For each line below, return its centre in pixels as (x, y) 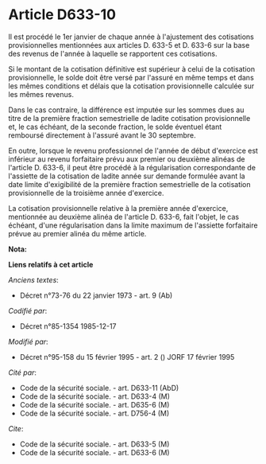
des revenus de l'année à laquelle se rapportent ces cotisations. (113, 53)
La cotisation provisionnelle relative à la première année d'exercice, (118, 208)
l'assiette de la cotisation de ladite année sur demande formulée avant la (127, 176)
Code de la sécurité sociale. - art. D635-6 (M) (94, 404)
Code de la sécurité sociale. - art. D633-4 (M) (95, 396)
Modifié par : (29, 341)
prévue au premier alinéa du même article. (77, 233)
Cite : (16, 428)
